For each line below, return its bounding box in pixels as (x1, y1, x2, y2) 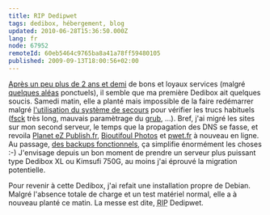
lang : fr (8, 34, 38, 43)
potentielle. (8, 165, 46, 175)
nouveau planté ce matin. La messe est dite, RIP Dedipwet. (8, 197, 204, 207)
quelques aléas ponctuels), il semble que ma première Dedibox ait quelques (8, 87, 261, 97)
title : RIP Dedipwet (8, 11, 78, 20)
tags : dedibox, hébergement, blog (8, 19, 125, 27)
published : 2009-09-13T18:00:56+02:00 (8, 57, 139, 65)
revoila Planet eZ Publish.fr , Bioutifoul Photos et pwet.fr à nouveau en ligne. (8, 130, 259, 140)
